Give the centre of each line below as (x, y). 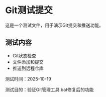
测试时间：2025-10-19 (28, 79)
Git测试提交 (29, 10)
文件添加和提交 (28, 62)
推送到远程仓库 (28, 68)
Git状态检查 (24, 55)
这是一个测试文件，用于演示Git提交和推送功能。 (55, 25)
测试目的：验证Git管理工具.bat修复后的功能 (49, 89)
